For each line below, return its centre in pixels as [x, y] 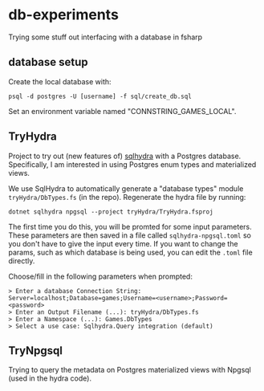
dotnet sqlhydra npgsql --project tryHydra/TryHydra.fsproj [111, 212]
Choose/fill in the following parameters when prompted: [100, 276]
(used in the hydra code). [50, 378]
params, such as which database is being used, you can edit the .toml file [130, 252]
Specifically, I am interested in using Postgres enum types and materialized [132, 164]
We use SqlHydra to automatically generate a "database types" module [126, 188]
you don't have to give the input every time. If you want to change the [123, 243]
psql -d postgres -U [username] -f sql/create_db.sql [100, 96]
